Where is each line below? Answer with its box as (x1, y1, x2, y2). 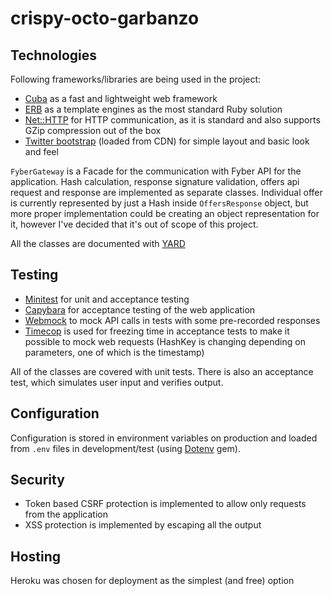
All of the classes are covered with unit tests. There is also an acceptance (10, 365, 314, 377)
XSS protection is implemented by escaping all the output (24, 519, 262, 531)
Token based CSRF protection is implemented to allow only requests (24, 498, 307, 510)
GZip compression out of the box (24, 125, 162, 136)
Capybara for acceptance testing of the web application (24, 303, 256, 316)
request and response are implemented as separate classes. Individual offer (10, 187, 323, 198)
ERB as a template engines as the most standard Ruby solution (24, 103, 283, 115)
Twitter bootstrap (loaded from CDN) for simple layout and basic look (24, 135, 310, 147)
